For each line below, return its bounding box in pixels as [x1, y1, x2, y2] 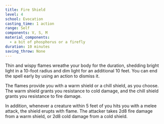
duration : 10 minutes [5, 44, 50, 49]
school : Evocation [5, 16, 43, 21]
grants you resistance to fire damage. [5, 93, 82, 99]
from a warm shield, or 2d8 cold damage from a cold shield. [5, 113, 128, 119]
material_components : [5, 35, 50, 40]
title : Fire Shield [5, 7, 46, 12]
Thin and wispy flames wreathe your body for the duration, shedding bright [5, 62, 159, 68]
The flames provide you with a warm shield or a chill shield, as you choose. [5, 82, 159, 88]
